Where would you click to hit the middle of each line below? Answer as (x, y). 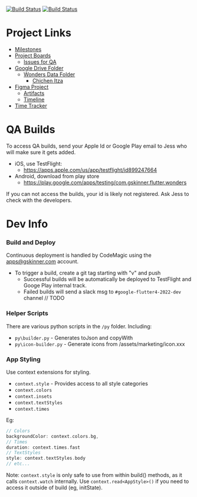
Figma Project (32, 87)
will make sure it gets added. (41, 152)
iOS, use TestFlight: (38, 164)
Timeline (34, 99)
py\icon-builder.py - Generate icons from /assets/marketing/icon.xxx (100, 344)
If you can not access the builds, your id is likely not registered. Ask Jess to (98, 194)
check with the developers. (39, 200)
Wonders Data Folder (49, 74)
